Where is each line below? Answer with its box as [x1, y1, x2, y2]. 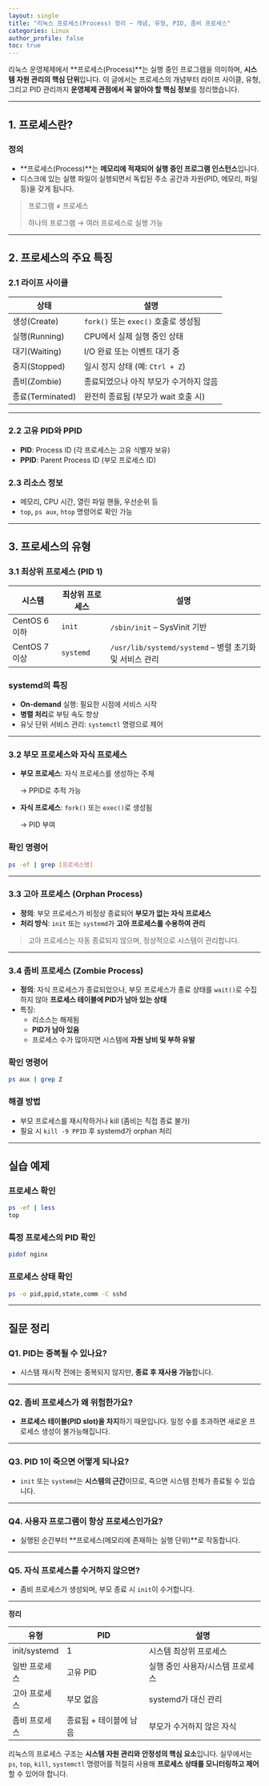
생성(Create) [12, 315, 59, 327]
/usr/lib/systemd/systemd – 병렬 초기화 [110, 641, 256, 652]
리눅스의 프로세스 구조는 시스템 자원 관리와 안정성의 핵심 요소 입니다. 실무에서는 [8, 1749, 253, 1759]
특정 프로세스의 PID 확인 [8, 1232, 96, 1243]
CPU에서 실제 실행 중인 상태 [83, 331, 184, 342]
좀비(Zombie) [12, 375, 62, 387]
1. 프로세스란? [8, 118, 74, 132]
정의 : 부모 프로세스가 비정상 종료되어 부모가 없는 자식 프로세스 [19, 908, 212, 918]
